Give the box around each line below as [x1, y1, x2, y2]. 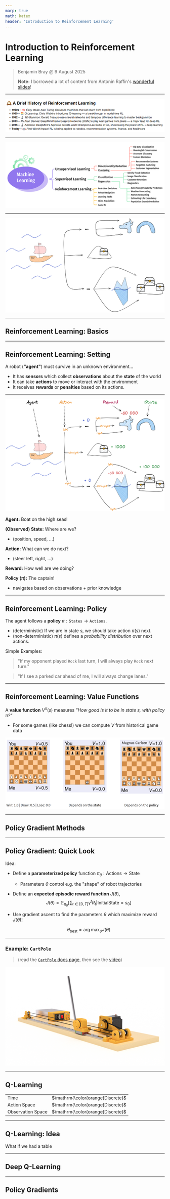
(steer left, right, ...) [12, 556, 53, 562]
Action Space [7, 1102, 35, 1108]
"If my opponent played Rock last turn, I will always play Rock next [17, 658, 153, 664]
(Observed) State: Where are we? [5, 526, 77, 532]
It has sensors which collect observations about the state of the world [12, 374, 161, 380]
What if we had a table [5, 1143, 52, 1149]
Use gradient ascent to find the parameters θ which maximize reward [12, 912, 157, 918]
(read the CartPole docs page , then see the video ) [17, 957, 122, 963]
